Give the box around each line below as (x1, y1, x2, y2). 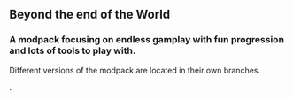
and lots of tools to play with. (9, 44, 136, 57)
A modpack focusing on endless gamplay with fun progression (9, 34, 285, 46)
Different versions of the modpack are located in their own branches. (9, 65, 261, 75)
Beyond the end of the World (9, 7, 171, 22)
